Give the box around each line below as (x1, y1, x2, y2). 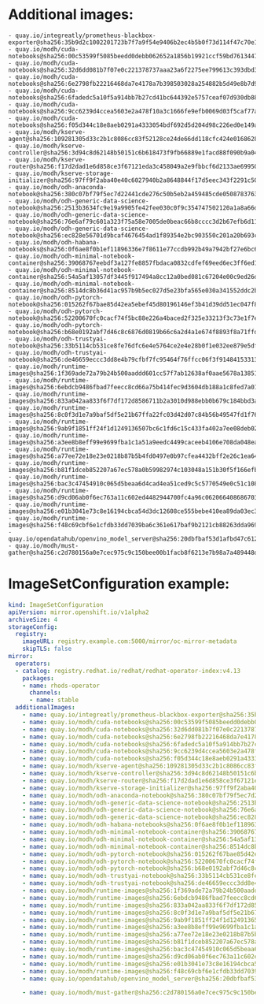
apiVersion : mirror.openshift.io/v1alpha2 (8, 608, 149, 616)
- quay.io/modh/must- (8, 541, 79, 549)
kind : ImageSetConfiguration (8, 601, 104, 608)
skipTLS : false (22, 645, 72, 653)
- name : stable (28, 696, 79, 705)
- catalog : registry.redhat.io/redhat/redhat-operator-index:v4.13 (15, 667, 241, 675)
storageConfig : (8, 623, 58, 631)
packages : (22, 674, 55, 682)
